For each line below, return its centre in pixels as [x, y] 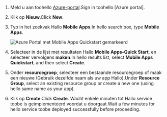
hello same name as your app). [43, 89]
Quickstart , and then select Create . [48, 63]
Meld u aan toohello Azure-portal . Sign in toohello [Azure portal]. [77, 7]
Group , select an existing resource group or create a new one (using [82, 83]
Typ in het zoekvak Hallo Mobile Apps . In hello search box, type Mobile [85, 27]
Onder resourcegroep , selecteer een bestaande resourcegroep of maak [86, 72]
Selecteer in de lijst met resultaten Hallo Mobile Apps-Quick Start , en [83, 52]
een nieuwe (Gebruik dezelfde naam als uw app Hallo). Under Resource [85, 78]
